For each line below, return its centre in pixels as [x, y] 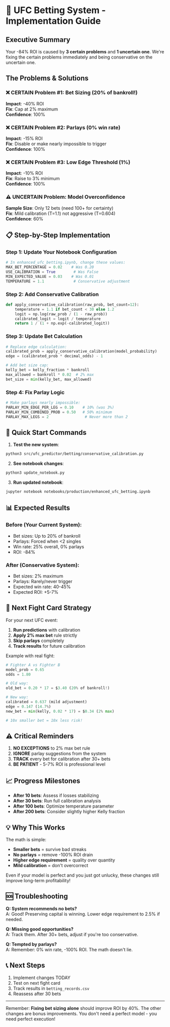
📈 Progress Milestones [43, 781]
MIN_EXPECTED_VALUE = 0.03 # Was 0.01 [50, 276]
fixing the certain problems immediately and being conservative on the [79, 57]
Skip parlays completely [39, 641]
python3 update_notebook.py [35, 473]
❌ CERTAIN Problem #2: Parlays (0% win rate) [63, 127]
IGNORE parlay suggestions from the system [60, 754]
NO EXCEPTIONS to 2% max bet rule [51, 748]
